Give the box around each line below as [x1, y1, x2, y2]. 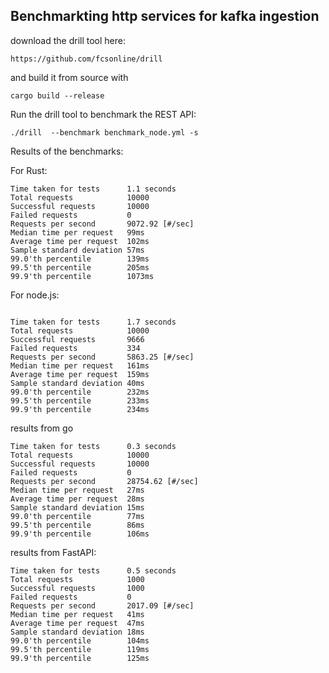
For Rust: [10, 164, 48, 176]
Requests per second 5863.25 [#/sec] [10, 352, 195, 362]
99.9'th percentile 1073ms [10, 271, 155, 281]
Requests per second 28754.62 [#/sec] [10, 476, 199, 486]
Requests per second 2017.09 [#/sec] [10, 600, 195, 611]
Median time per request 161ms [10, 360, 150, 371]
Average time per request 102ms [10, 236, 150, 246]
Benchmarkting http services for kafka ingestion [10, 8, 320, 25]
